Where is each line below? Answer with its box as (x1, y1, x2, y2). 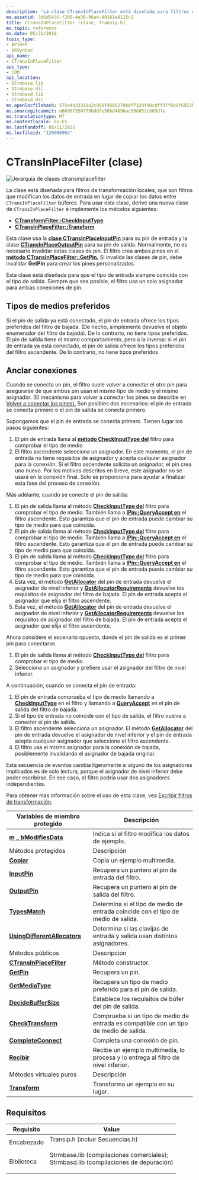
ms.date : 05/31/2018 (6, 31, 57, 37)
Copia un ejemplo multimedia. (92, 856, 176, 865)
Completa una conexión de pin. (92, 1037, 179, 1045)
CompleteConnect (9, 1037, 62, 1045)
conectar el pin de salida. (14, 718, 77, 726)
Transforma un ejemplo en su (92, 1080, 175, 1088)
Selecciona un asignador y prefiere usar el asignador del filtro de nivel (14, 664, 187, 671)
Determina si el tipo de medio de (92, 900, 183, 909)
